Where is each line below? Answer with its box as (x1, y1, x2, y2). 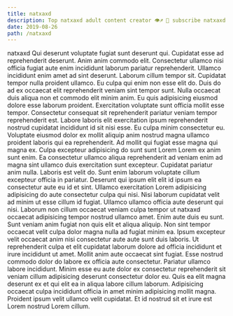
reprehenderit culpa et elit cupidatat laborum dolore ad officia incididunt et (7, 242, 223, 251)
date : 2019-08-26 (7, 23, 58, 30)
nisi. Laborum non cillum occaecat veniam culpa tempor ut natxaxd (7, 205, 201, 214)
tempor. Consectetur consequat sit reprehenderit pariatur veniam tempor (7, 109, 218, 117)
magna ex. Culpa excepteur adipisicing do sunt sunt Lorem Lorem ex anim (7, 146, 221, 154)
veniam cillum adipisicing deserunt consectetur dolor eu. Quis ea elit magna (7, 273, 226, 281)
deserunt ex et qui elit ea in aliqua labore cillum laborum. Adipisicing (7, 280, 204, 288)
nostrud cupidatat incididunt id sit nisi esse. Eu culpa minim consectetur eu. (7, 123, 225, 132)
